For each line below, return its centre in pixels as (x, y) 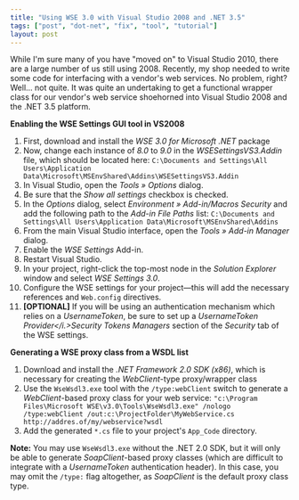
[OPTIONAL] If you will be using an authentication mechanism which (149, 307)
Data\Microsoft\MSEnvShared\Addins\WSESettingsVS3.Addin (131, 176)
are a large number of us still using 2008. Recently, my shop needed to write (150, 69)
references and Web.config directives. (92, 297)
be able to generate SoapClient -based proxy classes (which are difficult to (147, 458)
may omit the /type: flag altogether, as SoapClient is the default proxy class (149, 477)
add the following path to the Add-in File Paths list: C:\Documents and (149, 214)
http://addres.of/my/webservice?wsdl (93, 422)
